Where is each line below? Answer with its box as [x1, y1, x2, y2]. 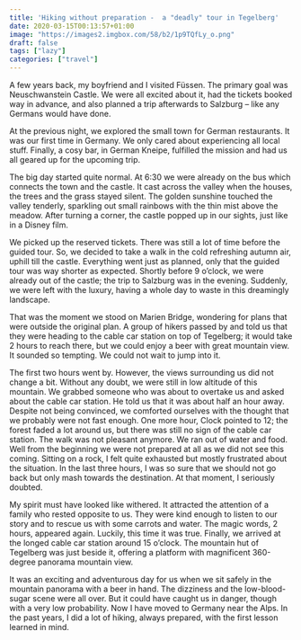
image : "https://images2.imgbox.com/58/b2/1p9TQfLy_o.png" [9, 30, 235, 39]
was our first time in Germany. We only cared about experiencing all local [9, 136, 280, 146]
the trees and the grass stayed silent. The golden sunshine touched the [9, 191, 273, 201]
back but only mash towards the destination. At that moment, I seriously [9, 473, 276, 483]
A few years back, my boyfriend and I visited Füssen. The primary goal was [9, 80, 288, 90]
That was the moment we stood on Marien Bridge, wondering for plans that [9, 312, 288, 322]
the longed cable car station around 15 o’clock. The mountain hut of [9, 538, 259, 548]
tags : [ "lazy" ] [9, 47, 66, 56]
